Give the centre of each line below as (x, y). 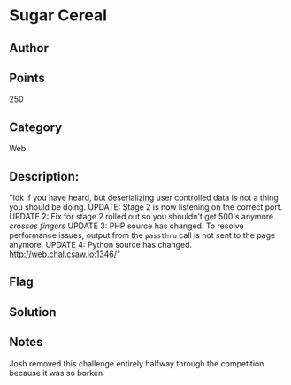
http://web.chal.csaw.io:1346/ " (65, 254)
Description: (44, 177)
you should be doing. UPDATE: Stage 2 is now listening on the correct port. (146, 207)
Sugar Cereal (58, 15)
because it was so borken (56, 373)
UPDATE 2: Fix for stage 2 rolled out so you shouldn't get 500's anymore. (142, 217)
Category (36, 127)
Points (27, 77)
